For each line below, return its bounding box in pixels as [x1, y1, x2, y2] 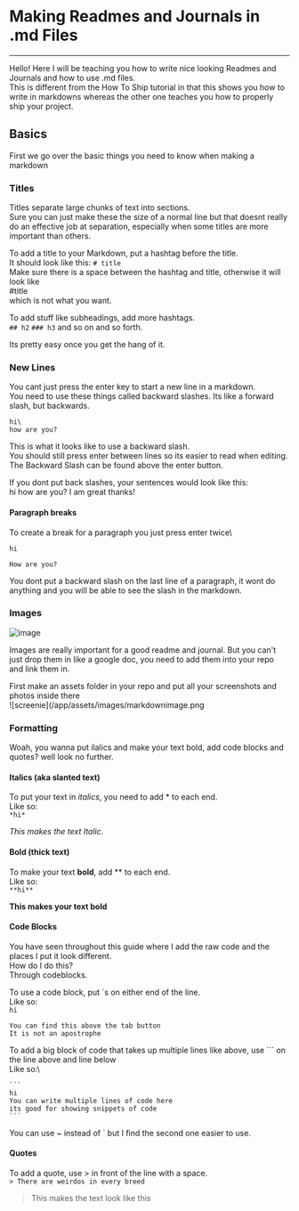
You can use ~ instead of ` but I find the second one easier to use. [9, 1127, 252, 1138]
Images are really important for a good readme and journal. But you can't [9, 644, 277, 655]
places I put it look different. [9, 950, 112, 961]
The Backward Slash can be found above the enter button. [9, 460, 223, 471]
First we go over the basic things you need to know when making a [9, 150, 255, 161]
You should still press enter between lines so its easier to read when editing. [9, 451, 288, 461]
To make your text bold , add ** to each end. [9, 866, 171, 877]
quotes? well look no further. [9, 752, 114, 762]
